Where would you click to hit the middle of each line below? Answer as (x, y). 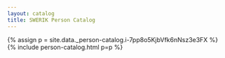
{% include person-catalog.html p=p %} (65, 47)
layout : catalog (31, 13)
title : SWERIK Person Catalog (52, 20)
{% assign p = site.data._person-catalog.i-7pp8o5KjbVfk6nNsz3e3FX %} (113, 39)
